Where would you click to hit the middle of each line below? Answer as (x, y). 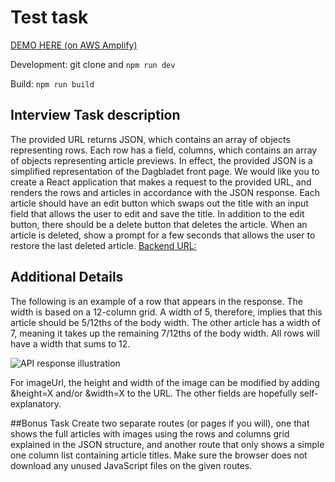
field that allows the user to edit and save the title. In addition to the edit (157, 213)
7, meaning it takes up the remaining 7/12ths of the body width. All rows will (165, 333)
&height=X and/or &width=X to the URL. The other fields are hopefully (154, 393)
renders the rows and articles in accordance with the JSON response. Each (165, 192)
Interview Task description (95, 115)
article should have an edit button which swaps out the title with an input (159, 203)
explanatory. (36, 403)
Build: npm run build (52, 83)
